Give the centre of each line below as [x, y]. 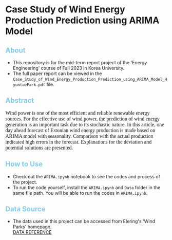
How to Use [24, 164]
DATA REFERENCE [32, 232]
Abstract [20, 100]
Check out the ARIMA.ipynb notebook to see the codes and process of [87, 176]
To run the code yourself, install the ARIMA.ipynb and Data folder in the [87, 187]
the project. [25, 182]
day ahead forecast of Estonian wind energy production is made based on [80, 130]
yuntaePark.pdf [29, 85]
